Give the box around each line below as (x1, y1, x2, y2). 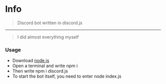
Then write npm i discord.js (12, 68, 68, 74)
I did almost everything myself (17, 34, 79, 40)
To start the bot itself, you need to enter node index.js (12, 73, 122, 80)
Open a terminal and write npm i (12, 63, 78, 69)
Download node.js (12, 58, 49, 64)
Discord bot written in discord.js (17, 20, 83, 26)
